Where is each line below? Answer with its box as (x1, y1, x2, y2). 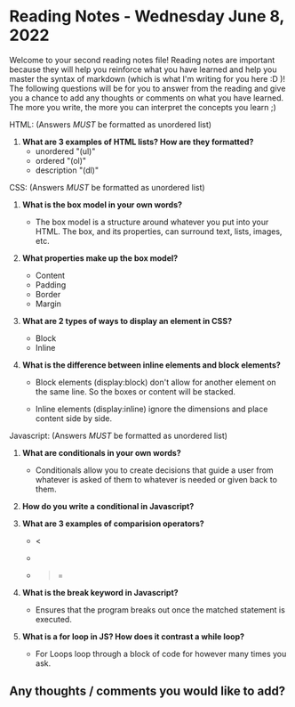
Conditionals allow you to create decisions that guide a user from (35, 465, 274, 475)
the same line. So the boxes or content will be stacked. (35, 386, 236, 397)
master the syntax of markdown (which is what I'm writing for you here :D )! (9, 73, 286, 84)
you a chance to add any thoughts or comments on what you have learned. (9, 92, 284, 103)
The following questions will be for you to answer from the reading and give (9, 83, 286, 93)
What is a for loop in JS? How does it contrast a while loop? (21, 630, 245, 642)
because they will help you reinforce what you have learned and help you (9, 64, 277, 75)
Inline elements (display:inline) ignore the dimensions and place (35, 403, 268, 414)
